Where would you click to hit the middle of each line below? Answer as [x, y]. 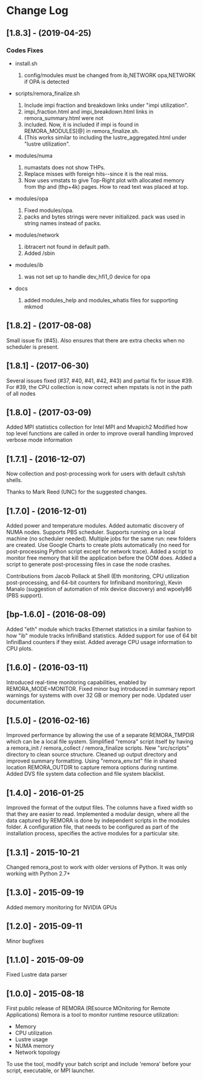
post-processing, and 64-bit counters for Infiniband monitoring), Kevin [94, 582]
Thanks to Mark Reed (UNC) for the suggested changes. [77, 492]
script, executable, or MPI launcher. [51, 1071]
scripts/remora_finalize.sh [47, 93]
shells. [15, 480]
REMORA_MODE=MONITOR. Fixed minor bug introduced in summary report [101, 688]
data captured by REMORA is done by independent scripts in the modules [98, 821]
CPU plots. [20, 648]
